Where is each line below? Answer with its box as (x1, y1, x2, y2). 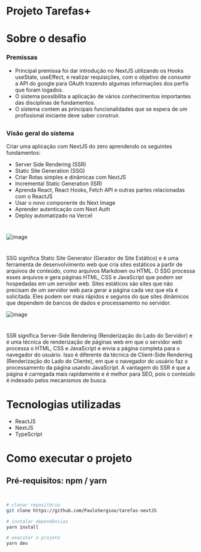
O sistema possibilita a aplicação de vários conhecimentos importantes (14, 92, 191, 100)
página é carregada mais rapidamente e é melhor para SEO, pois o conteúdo (6, 370, 196, 377)
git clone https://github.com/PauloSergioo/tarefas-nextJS (6, 507, 157, 513)
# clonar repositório (6, 501, 61, 508)
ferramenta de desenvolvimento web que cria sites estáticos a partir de (6, 261, 183, 268)
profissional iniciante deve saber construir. (14, 111, 120, 119)
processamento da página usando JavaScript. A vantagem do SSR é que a (6, 364, 190, 371)
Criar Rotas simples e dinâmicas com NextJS (14, 173, 127, 181)
